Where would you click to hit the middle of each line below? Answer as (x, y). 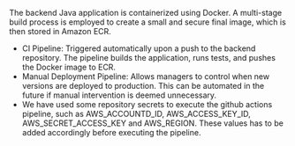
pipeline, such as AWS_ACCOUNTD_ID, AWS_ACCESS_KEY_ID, (136, 114)
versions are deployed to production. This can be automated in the (143, 86)
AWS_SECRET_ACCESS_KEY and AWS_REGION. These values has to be (153, 123)
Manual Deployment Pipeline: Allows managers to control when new (146, 77)
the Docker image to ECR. (69, 67)
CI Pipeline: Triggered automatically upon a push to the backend (139, 48)
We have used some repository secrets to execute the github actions (147, 104)
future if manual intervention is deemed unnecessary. (119, 95)
